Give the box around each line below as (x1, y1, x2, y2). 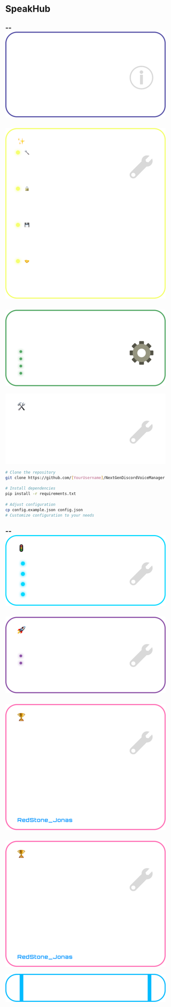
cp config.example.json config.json (5, 507, 83, 512)
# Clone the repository (5, 469, 56, 475)
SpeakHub (5, 3, 51, 15)
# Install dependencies (5, 486, 56, 491)
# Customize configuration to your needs (5, 513, 95, 518)
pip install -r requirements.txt (5, 491, 76, 496)
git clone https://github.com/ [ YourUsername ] (5, 475, 103, 480)
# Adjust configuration (5, 502, 56, 507)
